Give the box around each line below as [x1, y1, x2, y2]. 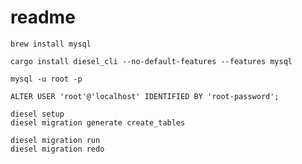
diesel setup [10, 109, 65, 119]
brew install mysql [10, 39, 92, 49]
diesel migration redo [10, 144, 105, 154]
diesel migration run [10, 135, 101, 145]
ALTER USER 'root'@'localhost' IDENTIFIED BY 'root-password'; [10, 91, 280, 101]
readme [10, 6, 76, 29]
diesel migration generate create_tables [10, 117, 186, 128]
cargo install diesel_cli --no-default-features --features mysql [10, 56, 293, 66]
